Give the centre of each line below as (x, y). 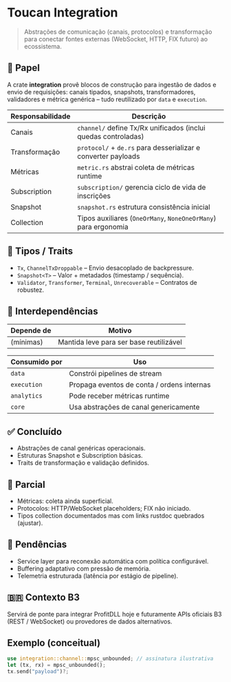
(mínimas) (27, 342)
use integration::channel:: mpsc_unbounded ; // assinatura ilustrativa (110, 659)
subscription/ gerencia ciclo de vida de (142, 187)
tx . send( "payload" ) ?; (38, 672)
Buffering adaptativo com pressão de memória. (84, 568)
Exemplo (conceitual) (54, 643)
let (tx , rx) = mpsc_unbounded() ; (57, 665)
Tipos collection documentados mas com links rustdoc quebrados (111, 515)
